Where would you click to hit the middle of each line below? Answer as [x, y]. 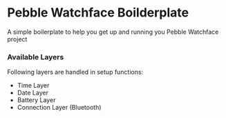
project [17, 39]
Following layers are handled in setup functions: [75, 72]
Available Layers [36, 57]
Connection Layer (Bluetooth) [59, 108]
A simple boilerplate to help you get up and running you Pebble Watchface [113, 32]
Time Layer [33, 86]
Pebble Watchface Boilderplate [98, 13]
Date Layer [32, 93]
